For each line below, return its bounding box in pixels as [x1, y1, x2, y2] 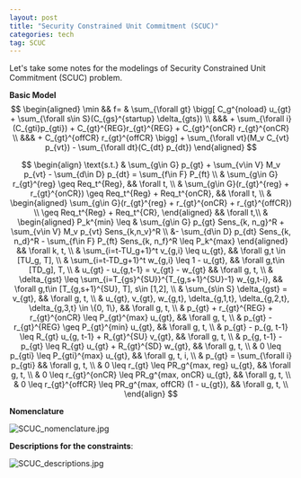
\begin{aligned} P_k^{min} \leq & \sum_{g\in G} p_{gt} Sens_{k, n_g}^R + [17, 217, 285, 227]
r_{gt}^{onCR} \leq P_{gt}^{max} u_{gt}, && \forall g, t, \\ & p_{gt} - [30, 312, 272, 323]
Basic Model [9, 90, 57, 101]
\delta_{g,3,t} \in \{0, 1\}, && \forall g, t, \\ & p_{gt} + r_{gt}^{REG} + [28, 303, 274, 314]
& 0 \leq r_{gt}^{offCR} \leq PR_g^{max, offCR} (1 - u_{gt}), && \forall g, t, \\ [13, 379, 289, 390]
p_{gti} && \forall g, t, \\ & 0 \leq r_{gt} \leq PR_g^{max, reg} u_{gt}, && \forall [10, 360, 292, 371]
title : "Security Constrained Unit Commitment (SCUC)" [9, 22, 219, 31]
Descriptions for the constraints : [9, 441, 134, 452]
